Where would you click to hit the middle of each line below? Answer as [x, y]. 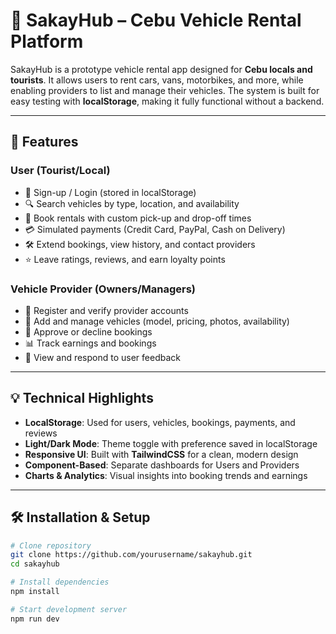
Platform [47, 41]
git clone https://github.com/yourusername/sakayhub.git [131, 555]
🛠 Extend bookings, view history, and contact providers [140, 244]
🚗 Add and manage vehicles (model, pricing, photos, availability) [157, 321]
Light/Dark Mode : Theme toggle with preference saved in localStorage [171, 443]
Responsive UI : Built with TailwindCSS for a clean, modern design [161, 454]
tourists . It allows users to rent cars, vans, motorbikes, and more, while [157, 80]
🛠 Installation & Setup [80, 517]
